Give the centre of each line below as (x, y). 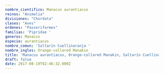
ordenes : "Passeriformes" (31, 28)
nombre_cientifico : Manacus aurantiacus (47, 9)
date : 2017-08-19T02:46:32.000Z (38, 64)
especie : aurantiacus (27, 41)
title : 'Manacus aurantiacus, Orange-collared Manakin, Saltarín (73, 55)
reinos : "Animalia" (25, 14)
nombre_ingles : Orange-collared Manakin (47, 50)
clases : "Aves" (20, 23)
